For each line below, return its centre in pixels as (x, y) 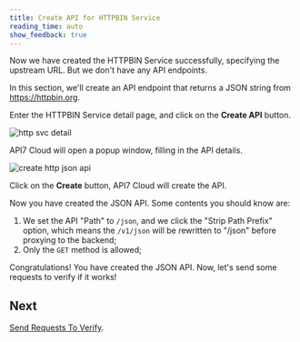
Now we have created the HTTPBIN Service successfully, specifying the (145, 61)
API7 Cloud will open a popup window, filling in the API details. (126, 150)
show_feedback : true (49, 35)
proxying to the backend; (70, 240)
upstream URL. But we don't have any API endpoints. (108, 70)
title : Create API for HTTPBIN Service (85, 18)
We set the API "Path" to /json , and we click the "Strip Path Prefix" (147, 221)
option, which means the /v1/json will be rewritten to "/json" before (150, 231)
